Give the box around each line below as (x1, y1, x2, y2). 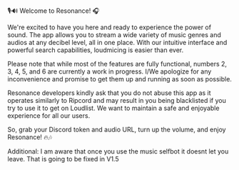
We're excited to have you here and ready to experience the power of (7, 23, 212, 31)
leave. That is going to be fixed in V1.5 (7, 155, 119, 163)
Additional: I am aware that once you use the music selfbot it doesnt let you (7, 147, 229, 156)
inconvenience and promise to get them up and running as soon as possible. (7, 75, 232, 83)
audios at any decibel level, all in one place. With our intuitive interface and (7, 39, 228, 46)
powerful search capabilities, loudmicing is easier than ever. (7, 46, 184, 54)
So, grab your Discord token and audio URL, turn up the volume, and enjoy (7, 125, 226, 134)
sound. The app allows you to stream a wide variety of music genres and (7, 31, 221, 39)
